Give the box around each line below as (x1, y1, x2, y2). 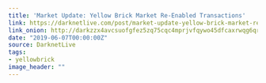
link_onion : (8, 26, 47, 34)
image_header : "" (8, 63, 66, 71)
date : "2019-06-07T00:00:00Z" (8, 33, 108, 42)
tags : (8, 48, 26, 56)
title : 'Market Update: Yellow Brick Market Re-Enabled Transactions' (8, 11, 246, 20)
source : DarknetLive (8, 41, 77, 49)
